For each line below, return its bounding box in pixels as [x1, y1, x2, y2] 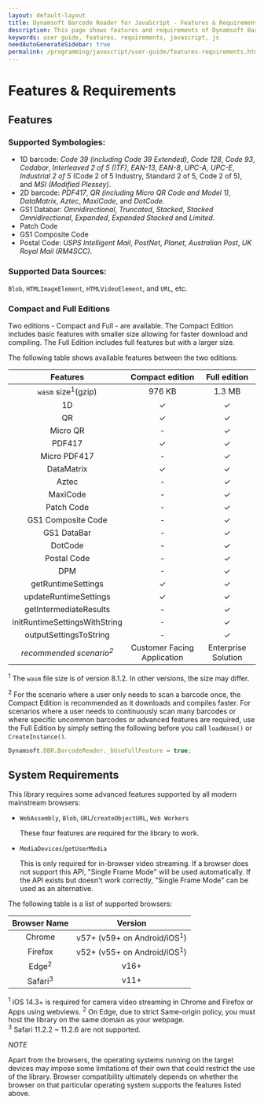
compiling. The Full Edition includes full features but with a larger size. [8, 338, 235, 347]
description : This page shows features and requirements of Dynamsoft [8, 26, 244, 34]
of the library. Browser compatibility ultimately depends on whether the [8, 1072, 239, 1081]
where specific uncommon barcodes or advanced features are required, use [8, 715, 255, 724]
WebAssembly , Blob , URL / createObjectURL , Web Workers [19, 812, 189, 822]
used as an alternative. [19, 883, 93, 893]
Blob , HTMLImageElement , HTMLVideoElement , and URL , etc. [8, 284, 188, 293]
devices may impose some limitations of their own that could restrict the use [8, 1064, 255, 1073]
